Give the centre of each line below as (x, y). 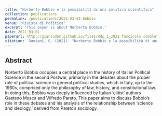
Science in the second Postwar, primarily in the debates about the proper (78, 77)
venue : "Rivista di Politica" (35, 23)
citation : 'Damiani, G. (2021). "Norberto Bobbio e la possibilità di (77, 41)
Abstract (19, 61)
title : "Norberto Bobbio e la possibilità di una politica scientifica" (80, 9)
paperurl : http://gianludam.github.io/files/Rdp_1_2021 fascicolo (73, 37)
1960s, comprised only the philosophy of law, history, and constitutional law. (81, 87)
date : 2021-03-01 (22, 32)
